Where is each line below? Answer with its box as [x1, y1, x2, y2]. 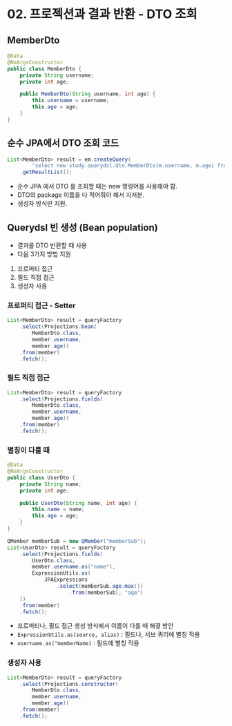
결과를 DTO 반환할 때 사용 [17, 241, 88, 249]
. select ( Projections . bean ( [19, 323, 97, 330]
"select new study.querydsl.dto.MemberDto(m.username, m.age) [32, 162, 215, 169]
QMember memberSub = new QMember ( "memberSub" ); [7, 537, 147, 544]
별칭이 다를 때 [7, 445, 50, 455]
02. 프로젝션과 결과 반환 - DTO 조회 [7, 6, 197, 22]
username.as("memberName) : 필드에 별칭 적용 [17, 639, 139, 647]
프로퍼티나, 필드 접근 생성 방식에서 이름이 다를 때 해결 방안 [17, 622, 174, 630]
